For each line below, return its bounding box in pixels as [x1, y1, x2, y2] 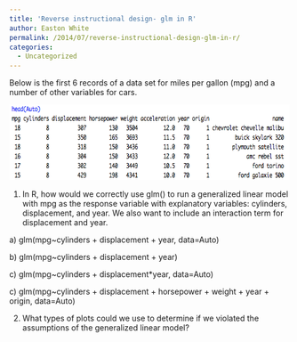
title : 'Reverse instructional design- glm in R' [9, 14, 197, 23]
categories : [9, 43, 53, 52]
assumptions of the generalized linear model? [21, 322, 189, 333]
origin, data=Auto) [9, 296, 76, 306]
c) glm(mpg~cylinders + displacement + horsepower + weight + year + [9, 286, 269, 297]
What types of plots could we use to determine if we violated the [21, 313, 260, 324]
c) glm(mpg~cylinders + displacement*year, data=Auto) [9, 269, 214, 280]
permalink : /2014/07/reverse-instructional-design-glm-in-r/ [9, 33, 241, 42]
